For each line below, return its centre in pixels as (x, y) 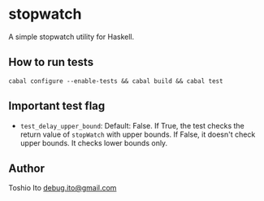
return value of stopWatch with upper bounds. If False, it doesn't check (138, 134)
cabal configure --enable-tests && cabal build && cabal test (116, 81)
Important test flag (57, 106)
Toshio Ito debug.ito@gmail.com (63, 188)
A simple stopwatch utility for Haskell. (71, 37)
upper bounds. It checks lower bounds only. (94, 142)
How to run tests (51, 62)
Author (26, 168)
